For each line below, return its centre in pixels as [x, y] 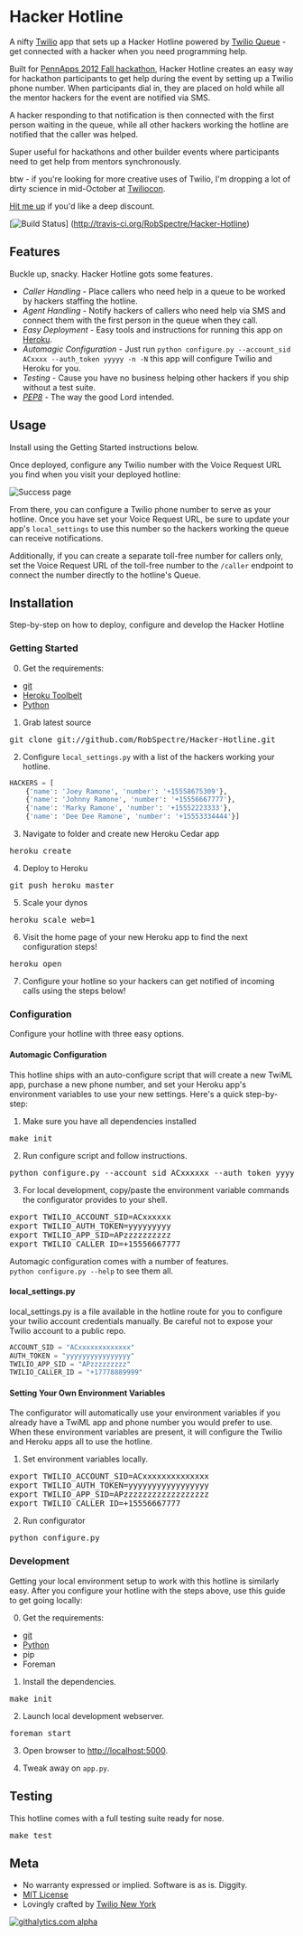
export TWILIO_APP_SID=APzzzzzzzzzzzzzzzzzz [110, 1494]
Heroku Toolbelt [52, 695]
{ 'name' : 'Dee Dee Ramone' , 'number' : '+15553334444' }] [133, 817]
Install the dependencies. [69, 1681]
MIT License [46, 1894]
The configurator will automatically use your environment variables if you [145, 1413]
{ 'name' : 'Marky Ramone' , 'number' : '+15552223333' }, [129, 808]
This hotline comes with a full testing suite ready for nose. [117, 1818]
